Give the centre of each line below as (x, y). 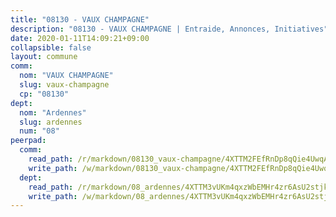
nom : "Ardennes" (53, 112)
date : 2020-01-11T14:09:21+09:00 (80, 38)
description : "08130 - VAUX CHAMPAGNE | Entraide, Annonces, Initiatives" (169, 29)
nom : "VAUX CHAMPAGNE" (66, 76)
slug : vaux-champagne (64, 85)
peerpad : (28, 141)
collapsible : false (51, 47)
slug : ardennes (51, 122)
